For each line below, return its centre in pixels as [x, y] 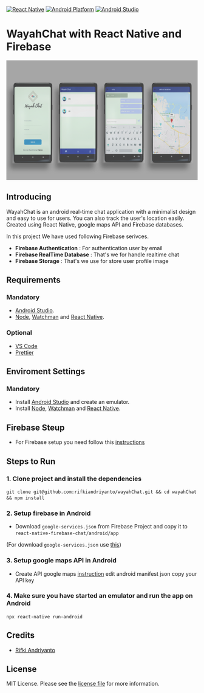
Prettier [24, 352]
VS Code [26, 346]
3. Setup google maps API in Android [61, 561]
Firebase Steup [36, 427]
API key [25, 580]
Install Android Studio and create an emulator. [72, 402]
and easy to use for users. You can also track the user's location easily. [95, 218]
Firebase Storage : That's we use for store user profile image [92, 261]
